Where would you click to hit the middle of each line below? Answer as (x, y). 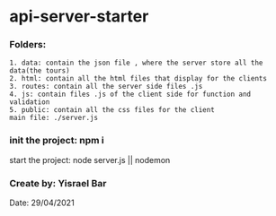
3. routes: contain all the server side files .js (106, 87)
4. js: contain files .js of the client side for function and (130, 95)
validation (30, 102)
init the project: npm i (57, 141)
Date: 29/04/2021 (42, 203)
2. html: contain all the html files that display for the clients (138, 79)
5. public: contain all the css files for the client (112, 110)
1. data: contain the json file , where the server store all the (136, 63)
